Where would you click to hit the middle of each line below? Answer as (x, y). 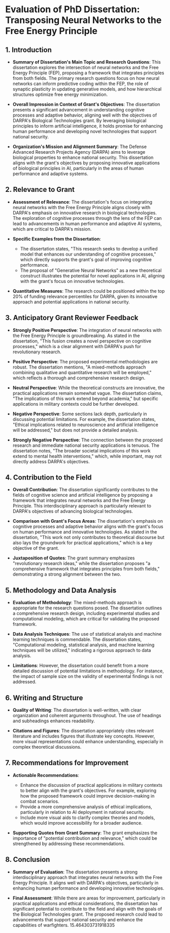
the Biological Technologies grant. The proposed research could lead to (88, 914)
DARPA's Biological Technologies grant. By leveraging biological (79, 120)
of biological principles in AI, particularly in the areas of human (78, 168)
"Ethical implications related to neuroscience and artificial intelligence (85, 425)
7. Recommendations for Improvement (67, 763)
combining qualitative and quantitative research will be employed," (82, 372)
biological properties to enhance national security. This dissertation (83, 157)
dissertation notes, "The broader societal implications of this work (81, 450)
